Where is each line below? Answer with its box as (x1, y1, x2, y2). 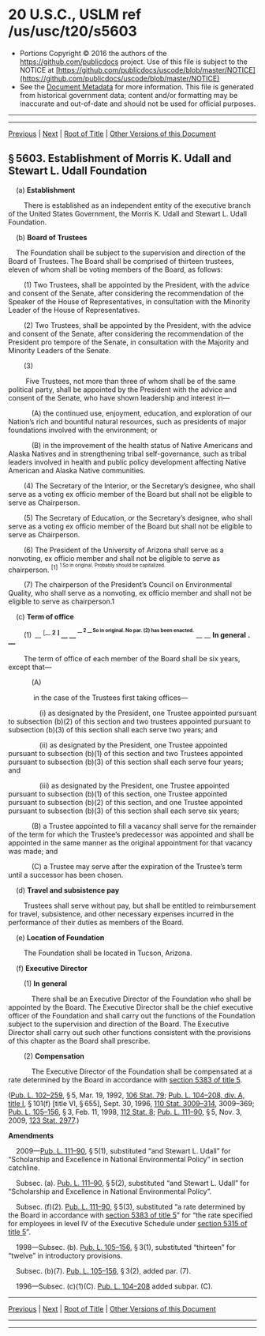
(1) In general (23, 978, 67, 988)
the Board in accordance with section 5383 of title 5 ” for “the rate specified (8, 1210, 253, 1220)
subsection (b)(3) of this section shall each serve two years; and (8, 724, 218, 734)
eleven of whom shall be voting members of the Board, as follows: (8, 265, 223, 274)
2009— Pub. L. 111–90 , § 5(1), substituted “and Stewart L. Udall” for (15, 1146, 231, 1155)
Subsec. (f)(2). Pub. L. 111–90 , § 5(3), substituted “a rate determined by (15, 1202, 246, 1211)
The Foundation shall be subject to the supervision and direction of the (15, 247, 246, 258)
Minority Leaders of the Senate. (8, 345, 111, 355)
